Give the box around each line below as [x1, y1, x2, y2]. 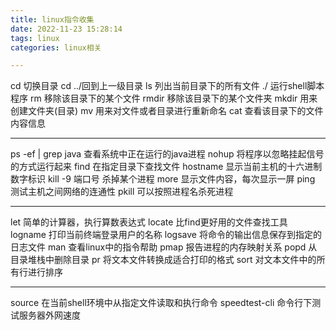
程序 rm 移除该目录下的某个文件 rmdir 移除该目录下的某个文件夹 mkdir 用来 [10, 92, 318, 105]
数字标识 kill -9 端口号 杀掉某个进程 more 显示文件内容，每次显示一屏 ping [10, 173, 316, 185]
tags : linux [10, 33, 60, 43]
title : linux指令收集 [10, 14, 95, 25]
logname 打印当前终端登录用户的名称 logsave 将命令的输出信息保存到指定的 [10, 229, 322, 241]
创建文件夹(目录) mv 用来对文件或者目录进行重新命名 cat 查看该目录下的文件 [10, 105, 324, 117]
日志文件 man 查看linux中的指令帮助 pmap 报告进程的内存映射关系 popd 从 [10, 241, 318, 253]
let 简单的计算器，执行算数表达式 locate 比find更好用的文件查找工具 [10, 216, 288, 228]
